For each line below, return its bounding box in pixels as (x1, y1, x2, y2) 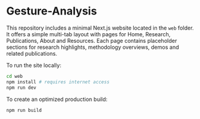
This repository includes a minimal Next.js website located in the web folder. (6, 24, 194, 31)
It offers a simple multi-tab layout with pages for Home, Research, (6, 30, 171, 37)
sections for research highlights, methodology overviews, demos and (6, 43, 179, 51)
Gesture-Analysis (6, 4, 97, 18)
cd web (6, 73, 23, 79)
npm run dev (6, 85, 36, 91)
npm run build (6, 107, 42, 113)
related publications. (6, 50, 58, 57)
